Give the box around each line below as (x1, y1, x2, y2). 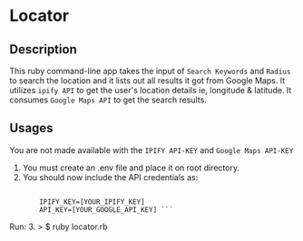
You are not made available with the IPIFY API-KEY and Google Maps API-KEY (9, 144, 294, 155)
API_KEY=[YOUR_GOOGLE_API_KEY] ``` (39, 205, 174, 214)
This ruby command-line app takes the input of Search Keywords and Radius (9, 65, 291, 76)
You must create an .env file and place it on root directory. (22, 162, 240, 173)
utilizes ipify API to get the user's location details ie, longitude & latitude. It (9, 85, 292, 95)
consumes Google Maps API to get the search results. (9, 94, 207, 105)
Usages (9, 120, 54, 136)
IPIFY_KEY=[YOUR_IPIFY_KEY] (39, 197, 145, 207)
